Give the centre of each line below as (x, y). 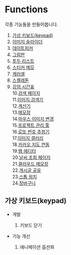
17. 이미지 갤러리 (28, 138)
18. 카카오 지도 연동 (31, 144)
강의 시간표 (23, 86)
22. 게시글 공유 (27, 170)
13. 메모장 (21, 112)
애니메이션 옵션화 (37, 247)
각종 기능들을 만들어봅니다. (31, 24)
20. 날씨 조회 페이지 (31, 157)
